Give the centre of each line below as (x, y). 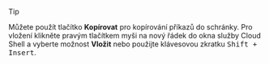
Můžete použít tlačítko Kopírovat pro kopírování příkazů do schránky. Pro (130, 27)
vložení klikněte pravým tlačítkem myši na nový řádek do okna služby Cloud (134, 36)
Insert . (22, 52)
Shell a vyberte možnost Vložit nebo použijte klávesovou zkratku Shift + (133, 44)
